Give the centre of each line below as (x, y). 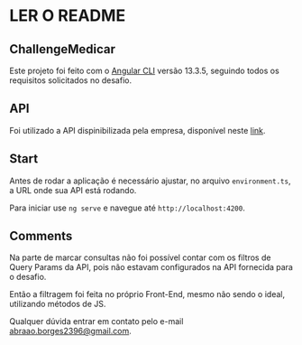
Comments (41, 236)
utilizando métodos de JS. (58, 304)
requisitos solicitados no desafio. (71, 80)
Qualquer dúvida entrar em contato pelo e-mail (96, 322)
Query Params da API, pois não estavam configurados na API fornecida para (151, 267)
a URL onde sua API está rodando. (73, 190)
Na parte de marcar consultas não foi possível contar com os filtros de (140, 257)
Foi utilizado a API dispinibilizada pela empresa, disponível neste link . (137, 130)
